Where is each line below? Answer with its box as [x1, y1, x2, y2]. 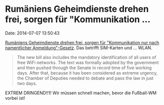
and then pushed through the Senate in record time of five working [17, 65, 152, 71]
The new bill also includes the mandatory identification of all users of [17, 54, 157, 60]
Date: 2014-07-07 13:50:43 [5, 30, 60, 36]
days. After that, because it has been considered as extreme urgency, [17, 70, 158, 76]
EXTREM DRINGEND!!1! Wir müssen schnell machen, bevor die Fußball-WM [5, 90, 157, 96]
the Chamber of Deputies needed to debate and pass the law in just [17, 75, 154, 81]
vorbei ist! [5, 95, 25, 101]
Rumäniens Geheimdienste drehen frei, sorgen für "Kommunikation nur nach [5, 39, 160, 45]
